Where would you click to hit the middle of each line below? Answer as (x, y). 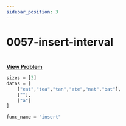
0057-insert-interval (60, 42)
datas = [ (19, 83)
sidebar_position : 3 (33, 12)
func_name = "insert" (34, 117)
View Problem (24, 67)
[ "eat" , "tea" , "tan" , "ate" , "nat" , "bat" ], (69, 89)
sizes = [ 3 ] (21, 78)
